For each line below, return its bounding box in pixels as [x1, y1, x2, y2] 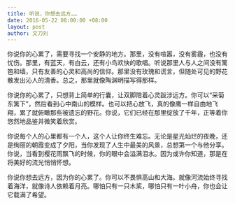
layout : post [7, 23, 45, 30]
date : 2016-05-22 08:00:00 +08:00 [7, 17, 108, 24]
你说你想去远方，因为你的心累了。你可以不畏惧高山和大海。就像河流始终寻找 [7, 173, 228, 182]
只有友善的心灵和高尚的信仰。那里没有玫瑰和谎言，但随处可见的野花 [31, 67, 228, 76]
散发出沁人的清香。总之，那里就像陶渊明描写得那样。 [7, 76, 161, 85]
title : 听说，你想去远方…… [7, 10, 78, 17]
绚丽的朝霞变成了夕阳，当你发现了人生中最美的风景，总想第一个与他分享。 [13, 141, 228, 149]
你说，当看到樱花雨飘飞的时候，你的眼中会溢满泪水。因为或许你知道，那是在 [7, 150, 228, 158]
